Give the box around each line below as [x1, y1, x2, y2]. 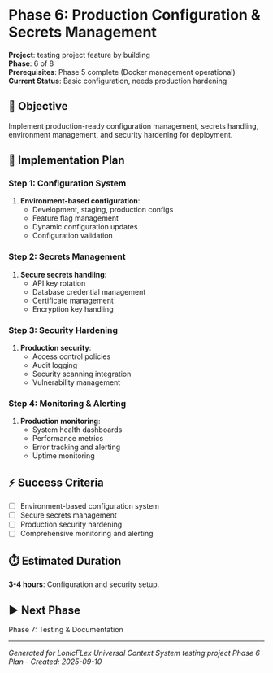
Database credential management [32, 286, 146, 296]
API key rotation [32, 278, 86, 288]
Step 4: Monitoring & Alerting [8, 397, 127, 409]
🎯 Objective [8, 99, 68, 113]
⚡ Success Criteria [8, 475, 104, 489]
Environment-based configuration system [19, 501, 160, 511]
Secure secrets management [19, 510, 118, 520]
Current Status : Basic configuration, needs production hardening [8, 76, 227, 85]
